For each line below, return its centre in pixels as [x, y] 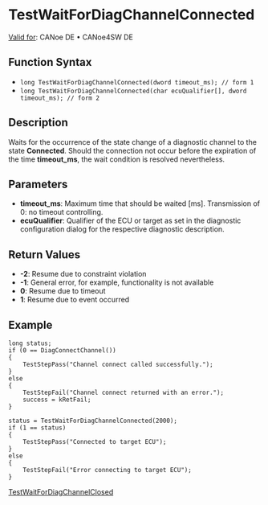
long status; [30, 343]
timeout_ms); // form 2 [60, 98]
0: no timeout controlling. [61, 212]
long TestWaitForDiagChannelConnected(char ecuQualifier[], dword [133, 91]
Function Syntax [50, 62]
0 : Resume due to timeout [63, 291]
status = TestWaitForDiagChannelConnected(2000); [93, 421]
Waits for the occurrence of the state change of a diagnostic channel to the [132, 142]
